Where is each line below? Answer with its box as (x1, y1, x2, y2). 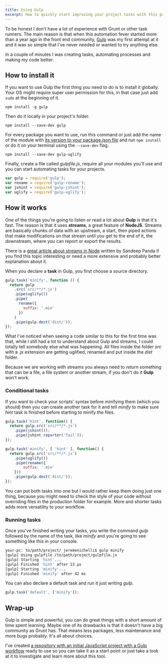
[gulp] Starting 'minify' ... (5, 567, 66, 572)
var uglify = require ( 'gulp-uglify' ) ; (5, 189, 86, 195)
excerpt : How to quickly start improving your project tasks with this (5, 12, 157, 17)
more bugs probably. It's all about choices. (5, 633, 93, 639)
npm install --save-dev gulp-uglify (5, 152, 81, 157)
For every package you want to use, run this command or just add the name (5, 132, 161, 138)
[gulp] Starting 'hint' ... (5, 557, 61, 562)
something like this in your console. (5, 538, 78, 545)
